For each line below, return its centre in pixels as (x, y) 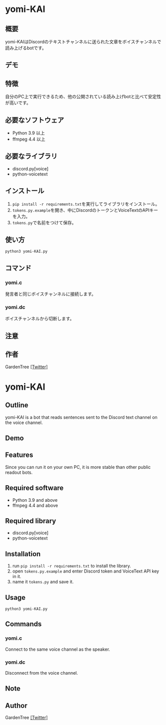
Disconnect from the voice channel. (42, 673)
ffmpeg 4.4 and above (35, 505)
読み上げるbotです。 (26, 48)
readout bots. (19, 472)
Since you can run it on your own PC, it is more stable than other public (78, 467)
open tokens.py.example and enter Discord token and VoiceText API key (86, 571)
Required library (31, 521)
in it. (17, 577)
